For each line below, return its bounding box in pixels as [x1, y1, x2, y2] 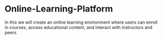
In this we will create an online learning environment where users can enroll [4, 19, 158, 25]
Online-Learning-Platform [4, 3, 113, 14]
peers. [4, 29, 18, 35]
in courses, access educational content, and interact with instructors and [4, 24, 153, 30]
